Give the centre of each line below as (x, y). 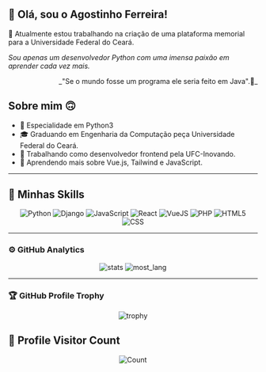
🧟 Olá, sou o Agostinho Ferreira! (88, 15)
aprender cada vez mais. (49, 66)
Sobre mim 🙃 (42, 106)
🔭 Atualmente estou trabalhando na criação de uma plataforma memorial (127, 33)
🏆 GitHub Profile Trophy (56, 295)
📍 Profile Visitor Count (64, 341)
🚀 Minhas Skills (46, 195)
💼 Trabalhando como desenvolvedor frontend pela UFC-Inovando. (127, 154)
